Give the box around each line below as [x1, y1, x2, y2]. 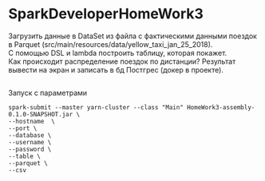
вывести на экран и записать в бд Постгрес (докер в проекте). [8, 65, 223, 74]
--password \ [8, 145, 52, 154]
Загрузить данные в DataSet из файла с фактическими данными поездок [8, 31, 258, 41]
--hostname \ [8, 117, 56, 126]
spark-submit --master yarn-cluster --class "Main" [8, 104, 184, 112]
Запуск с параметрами [8, 89, 88, 98]
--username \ [8, 139, 52, 147]
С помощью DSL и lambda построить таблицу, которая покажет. [8, 48, 227, 57]
